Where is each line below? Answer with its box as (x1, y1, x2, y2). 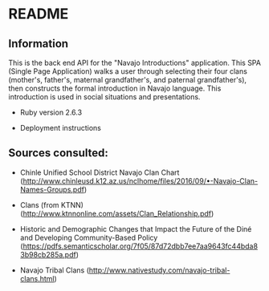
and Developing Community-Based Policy (19, 232, 158, 242)
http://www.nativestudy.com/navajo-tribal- (88, 265, 230, 275)
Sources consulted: (8, 146, 108, 160)
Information (8, 37, 69, 51)
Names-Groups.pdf (19, 184, 84, 194)
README (8, 5, 69, 23)
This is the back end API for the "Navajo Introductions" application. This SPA (8, 58, 261, 67)
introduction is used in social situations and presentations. (8, 92, 201, 101)
